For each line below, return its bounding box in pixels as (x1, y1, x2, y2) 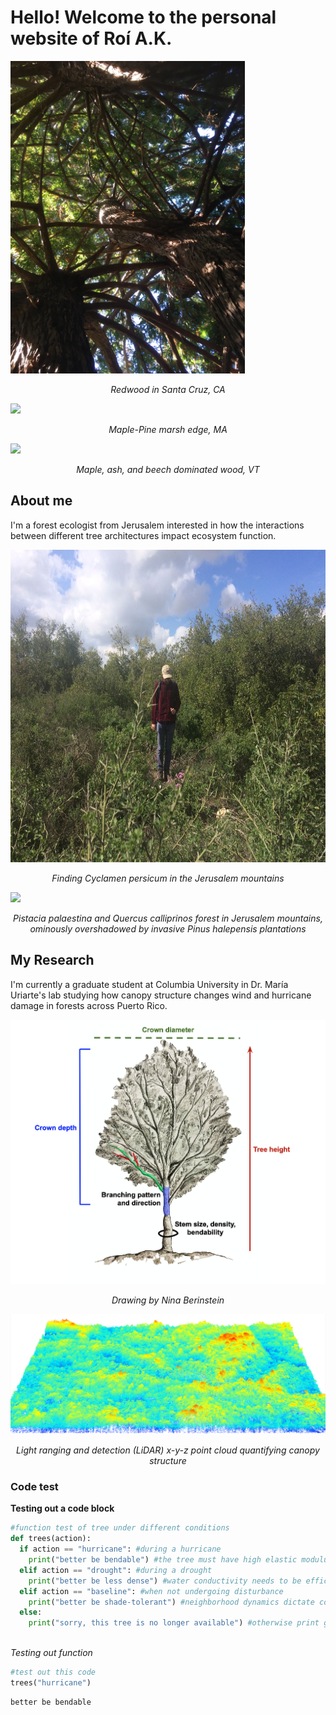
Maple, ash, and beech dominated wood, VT (76, 463, 260, 475)
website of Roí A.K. (10, 27, 173, 50)
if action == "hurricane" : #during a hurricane (19, 1544, 222, 1555)
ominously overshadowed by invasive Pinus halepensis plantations (29, 922, 307, 935)
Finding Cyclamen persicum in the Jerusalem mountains (51, 872, 285, 884)
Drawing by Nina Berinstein (111, 1294, 225, 1306)
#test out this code (10, 1667, 97, 1678)
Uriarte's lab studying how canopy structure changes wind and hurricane (10, 989, 312, 1001)
